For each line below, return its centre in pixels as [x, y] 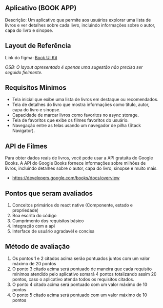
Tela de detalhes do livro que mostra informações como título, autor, [81, 104]
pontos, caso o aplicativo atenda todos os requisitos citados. [73, 279]
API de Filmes [26, 146]
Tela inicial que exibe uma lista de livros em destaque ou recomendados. [85, 100]
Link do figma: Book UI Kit [31, 57]
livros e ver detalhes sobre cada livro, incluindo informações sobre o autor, [80, 25]
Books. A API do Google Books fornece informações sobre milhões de [76, 163]
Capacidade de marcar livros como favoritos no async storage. [75, 115]
